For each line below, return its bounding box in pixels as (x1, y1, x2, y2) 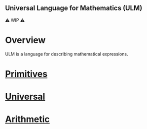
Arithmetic (5, 114, 50, 125)
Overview (5, 35, 46, 46)
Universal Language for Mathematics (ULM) (5, 4, 143, 12)
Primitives (5, 68, 48, 79)
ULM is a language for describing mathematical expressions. (5, 51, 128, 57)
